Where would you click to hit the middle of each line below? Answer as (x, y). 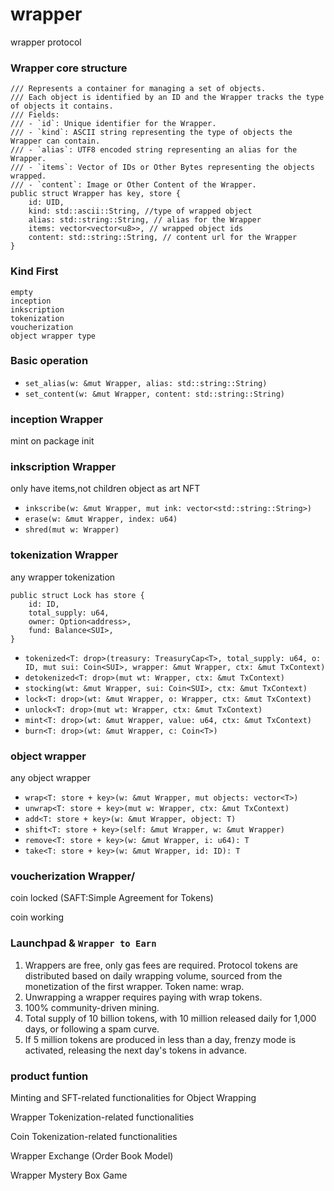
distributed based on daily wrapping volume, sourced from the (153, 975)
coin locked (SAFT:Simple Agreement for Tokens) (112, 898)
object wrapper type (53, 336)
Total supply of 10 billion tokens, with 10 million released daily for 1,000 (170, 1018)
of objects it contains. (62, 106)
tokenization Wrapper (64, 555)
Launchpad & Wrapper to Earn (83, 943)
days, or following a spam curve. (92, 1029)
